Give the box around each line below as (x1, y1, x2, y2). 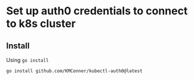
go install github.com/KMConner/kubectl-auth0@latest (6, 68, 143, 74)
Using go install (6, 57, 49, 63)
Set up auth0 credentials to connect (6, 4, 188, 18)
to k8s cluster (6, 17, 76, 30)
